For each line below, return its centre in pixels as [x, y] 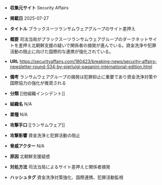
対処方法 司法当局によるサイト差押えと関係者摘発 [60, 167]
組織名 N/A [21, 104]
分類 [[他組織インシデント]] [37, 93]
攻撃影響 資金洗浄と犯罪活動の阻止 [45, 135]
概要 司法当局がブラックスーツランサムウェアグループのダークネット [79, 39]
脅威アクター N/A [27, 146]
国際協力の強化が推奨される [38, 83]
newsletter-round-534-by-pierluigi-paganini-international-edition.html [81, 67]
